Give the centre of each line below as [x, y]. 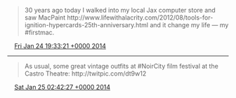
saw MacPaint [45, 17]
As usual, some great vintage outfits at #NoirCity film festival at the [122, 66]
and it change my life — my [189, 25]
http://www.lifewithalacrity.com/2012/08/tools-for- [140, 17]
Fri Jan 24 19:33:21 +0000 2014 [60, 46]
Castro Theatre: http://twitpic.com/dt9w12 [85, 73]
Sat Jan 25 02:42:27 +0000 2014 [62, 87]
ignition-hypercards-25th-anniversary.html [86, 25]
